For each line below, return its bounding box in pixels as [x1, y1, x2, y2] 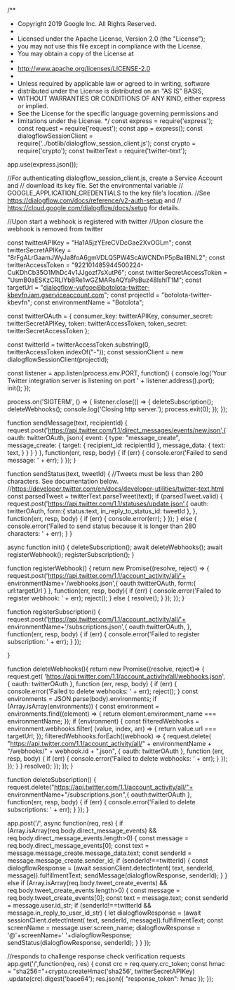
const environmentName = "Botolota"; [34, 298, 145, 307]
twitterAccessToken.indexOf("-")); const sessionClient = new [7, 348, 184, 356]
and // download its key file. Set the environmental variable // [7, 181, 184, 189]
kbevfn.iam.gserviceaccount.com [7, 291, 105, 299]
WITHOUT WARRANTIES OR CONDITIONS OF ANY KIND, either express [17, 94, 226, 103]
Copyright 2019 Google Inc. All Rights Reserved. [17, 20, 156, 27]
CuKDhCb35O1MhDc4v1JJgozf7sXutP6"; [7, 269, 127, 276]
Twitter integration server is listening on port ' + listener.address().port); [7, 376, 215, 385]
